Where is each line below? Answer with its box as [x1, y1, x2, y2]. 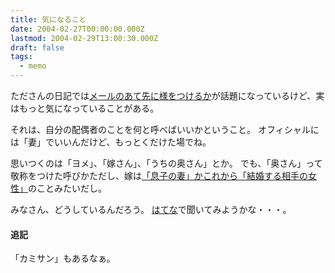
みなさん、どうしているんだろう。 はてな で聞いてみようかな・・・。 [10, 204, 292, 215]
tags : [10, 52, 33, 62]
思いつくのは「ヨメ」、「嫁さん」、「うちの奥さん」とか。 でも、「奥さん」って [10, 157, 323, 169]
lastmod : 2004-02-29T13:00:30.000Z [10, 33, 159, 43]
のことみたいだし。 [28, 182, 107, 194]
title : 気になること [10, 14, 87, 25]
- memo [19, 61, 47, 71]
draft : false [10, 42, 65, 53]
